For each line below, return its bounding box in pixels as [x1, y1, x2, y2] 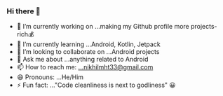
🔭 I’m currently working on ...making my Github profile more [16, 22, 190, 31]
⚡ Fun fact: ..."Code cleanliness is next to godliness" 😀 [16, 81, 176, 90]
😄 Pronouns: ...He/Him [16, 73, 84, 81]
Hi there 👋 [6, 6, 41, 16]
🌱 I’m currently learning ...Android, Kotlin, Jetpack [16, 40, 161, 48]
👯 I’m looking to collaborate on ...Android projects [16, 48, 160, 56]
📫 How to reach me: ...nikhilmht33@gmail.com [16, 63, 154, 71]
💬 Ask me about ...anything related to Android [16, 55, 149, 64]
